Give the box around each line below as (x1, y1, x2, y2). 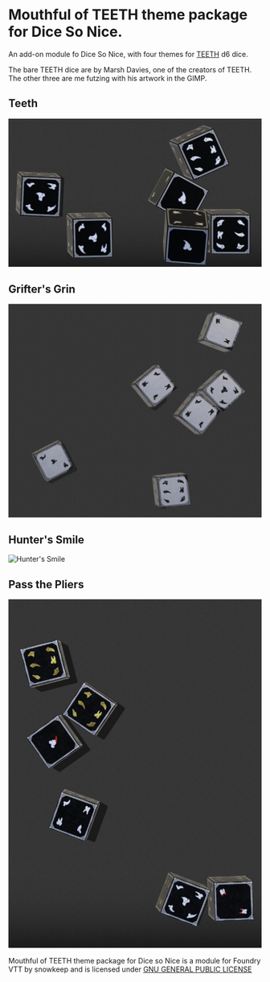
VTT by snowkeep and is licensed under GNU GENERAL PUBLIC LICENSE (8, 964, 252, 974)
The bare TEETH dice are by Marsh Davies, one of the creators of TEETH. (8, 64, 252, 74)
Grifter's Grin (8, 282, 76, 296)
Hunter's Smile (8, 533, 84, 547)
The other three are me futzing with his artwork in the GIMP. (8, 73, 207, 83)
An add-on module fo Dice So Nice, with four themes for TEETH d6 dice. (8, 49, 249, 59)
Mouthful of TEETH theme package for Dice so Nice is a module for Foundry (8, 955, 261, 965)
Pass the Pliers (8, 577, 84, 591)
